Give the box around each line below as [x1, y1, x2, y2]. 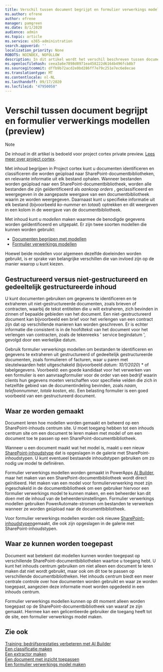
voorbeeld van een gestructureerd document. [5, 393, 96, 399]
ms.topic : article [5, 35, 42, 39]
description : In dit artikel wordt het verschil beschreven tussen [5, 57, 145, 62]
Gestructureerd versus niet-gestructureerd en [5, 275, 148, 283]
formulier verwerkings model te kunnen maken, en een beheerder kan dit [5, 491, 151, 496]
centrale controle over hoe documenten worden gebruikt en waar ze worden [5, 578, 158, 584]
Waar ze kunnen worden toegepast [5, 540, 113, 548]
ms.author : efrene [5, 12, 42, 17]
